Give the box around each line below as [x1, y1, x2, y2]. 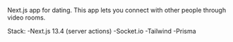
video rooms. [7, 13, 46, 22]
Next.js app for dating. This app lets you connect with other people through [7, 6, 227, 14]
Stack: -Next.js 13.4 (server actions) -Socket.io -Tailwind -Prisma [7, 27, 196, 35]
